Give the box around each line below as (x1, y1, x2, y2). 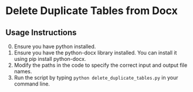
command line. (13, 80, 50, 87)
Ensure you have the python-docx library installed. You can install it (13, 49, 177, 56)
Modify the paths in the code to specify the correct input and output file (13, 62, 188, 69)
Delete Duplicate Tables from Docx (5, 4, 178, 18)
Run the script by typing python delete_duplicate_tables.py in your (13, 74, 178, 81)
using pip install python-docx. (13, 56, 86, 62)
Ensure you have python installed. (13, 43, 96, 50)
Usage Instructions (5, 28, 77, 38)
